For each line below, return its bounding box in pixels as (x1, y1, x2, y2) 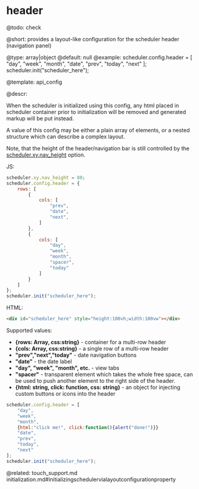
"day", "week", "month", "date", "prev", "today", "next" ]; (6, 60, 147, 67)
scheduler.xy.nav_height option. (6, 151, 86, 158)
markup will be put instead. (6, 115, 74, 122)
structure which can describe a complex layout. (6, 133, 126, 140)
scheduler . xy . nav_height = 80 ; (6, 174, 86, 181)
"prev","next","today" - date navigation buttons (15, 351, 137, 359)
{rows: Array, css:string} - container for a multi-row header (15, 339, 166, 346)
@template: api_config (6, 78, 62, 86)
